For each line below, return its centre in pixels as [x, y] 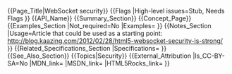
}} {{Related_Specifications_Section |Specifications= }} [87, 48]
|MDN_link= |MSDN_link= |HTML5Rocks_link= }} [100, 63]
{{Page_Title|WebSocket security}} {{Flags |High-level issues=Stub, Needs [116, 11]
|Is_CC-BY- [209, 56]
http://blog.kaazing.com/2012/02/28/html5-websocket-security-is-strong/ [115, 41]
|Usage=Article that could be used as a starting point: [85, 33]
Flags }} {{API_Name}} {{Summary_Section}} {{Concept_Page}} [99, 18]
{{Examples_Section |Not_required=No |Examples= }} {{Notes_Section [109, 26]
